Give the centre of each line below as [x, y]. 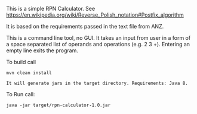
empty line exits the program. [42, 50]
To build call [21, 62]
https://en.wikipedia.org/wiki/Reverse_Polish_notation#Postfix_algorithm [95, 15]
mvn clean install [29, 73]
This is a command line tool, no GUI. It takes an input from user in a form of [98, 38]
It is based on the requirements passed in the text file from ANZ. [85, 26]
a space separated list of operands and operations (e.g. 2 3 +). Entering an [98, 44]
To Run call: [21, 94]
